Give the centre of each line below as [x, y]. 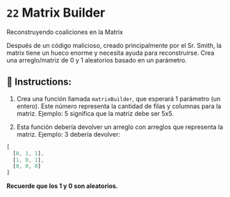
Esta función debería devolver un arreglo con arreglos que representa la [120, 127]
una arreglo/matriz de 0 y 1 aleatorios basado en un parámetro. [97, 60]
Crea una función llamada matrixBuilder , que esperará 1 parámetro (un [118, 98]
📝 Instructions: [39, 82]
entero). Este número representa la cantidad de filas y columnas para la [119, 106]
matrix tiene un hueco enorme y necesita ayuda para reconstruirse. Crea [110, 53]
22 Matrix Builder [56, 13]
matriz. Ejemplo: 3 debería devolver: [68, 134]
